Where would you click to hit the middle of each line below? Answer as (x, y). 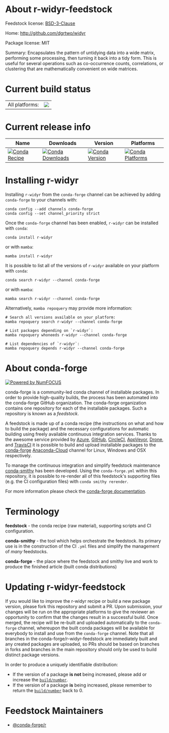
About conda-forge (46, 368)
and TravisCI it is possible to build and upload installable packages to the (81, 445)
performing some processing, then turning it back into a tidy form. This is (81, 58)
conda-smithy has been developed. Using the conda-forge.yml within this (81, 470)
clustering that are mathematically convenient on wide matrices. (72, 69)
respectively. (18, 455)
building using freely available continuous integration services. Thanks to (81, 434)
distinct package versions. (32, 655)
